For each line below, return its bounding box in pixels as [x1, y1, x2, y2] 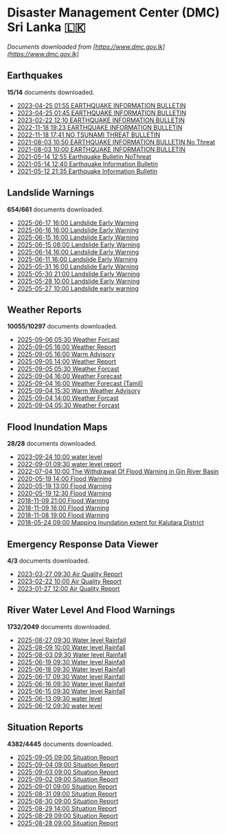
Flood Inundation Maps [7, 421, 108, 433]
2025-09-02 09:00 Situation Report [16, 775, 119, 783]
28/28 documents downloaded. [7, 440, 98, 448]
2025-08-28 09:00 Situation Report [16, 819, 118, 827]
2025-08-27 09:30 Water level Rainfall [16, 635, 126, 644]
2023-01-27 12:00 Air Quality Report [16, 585, 120, 592]
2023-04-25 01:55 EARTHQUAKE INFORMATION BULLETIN [16, 101, 186, 109]
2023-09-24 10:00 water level [16, 453, 103, 461]
